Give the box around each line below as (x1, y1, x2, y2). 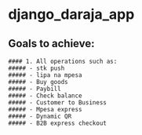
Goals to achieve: (8, 37, 95, 50)
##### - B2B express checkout (8, 119, 107, 127)
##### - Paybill (8, 85, 61, 93)
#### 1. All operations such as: (8, 57, 118, 65)
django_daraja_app (8, 5, 135, 24)
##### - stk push (8, 64, 65, 72)
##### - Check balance (8, 92, 82, 100)
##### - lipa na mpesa (8, 71, 82, 79)
